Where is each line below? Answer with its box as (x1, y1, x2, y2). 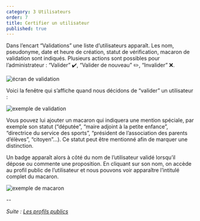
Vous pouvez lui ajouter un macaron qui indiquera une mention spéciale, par (6, 117, 194, 124)
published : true (6, 25, 47, 32)
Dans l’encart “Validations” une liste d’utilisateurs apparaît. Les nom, (6, 42, 174, 49)
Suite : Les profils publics (6, 208, 69, 215)
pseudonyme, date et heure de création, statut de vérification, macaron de (6, 49, 190, 56)
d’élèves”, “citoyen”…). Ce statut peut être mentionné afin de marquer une (6, 136, 188, 143)
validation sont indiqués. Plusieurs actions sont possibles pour (6, 55, 160, 62)
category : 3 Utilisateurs (6, 8, 71, 15)
